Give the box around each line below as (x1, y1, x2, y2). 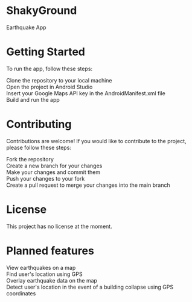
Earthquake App (6, 24, 46, 31)
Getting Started (6, 45, 86, 59)
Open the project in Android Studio (6, 83, 93, 90)
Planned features (6, 244, 95, 258)
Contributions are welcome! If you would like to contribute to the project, (6, 137, 187, 144)
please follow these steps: (6, 144, 71, 151)
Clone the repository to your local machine (6, 76, 113, 84)
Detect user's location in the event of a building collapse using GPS (6, 283, 174, 290)
